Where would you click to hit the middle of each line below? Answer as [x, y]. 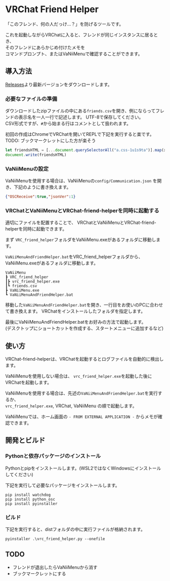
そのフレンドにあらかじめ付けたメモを [45, 47]
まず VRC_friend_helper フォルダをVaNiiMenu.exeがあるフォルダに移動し [81, 240]
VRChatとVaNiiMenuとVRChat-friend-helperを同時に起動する [82, 210]
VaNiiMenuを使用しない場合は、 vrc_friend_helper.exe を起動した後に [79, 376]
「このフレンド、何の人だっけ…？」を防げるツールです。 [65, 24]
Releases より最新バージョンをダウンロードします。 [59, 84]
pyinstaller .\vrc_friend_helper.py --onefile [55, 539]
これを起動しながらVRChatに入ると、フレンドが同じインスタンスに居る [79, 34]
